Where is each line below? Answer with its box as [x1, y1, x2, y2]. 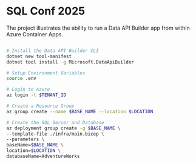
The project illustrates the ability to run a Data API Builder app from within [6, 24, 190, 31]
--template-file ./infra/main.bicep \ [6, 131, 104, 137]
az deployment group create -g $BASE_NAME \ [6, 125, 121, 131]
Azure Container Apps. [6, 30, 64, 38]
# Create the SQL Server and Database [6, 119, 104, 125]
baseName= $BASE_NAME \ [6, 142, 64, 148]
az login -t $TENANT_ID [6, 92, 67, 98]
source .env [6, 76, 36, 82]
